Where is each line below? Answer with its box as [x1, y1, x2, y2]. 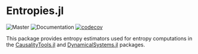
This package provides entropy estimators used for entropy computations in [6, 35, 193, 42]
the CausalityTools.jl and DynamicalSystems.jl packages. [6, 41, 146, 48]
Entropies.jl [6, 4, 64, 18]
